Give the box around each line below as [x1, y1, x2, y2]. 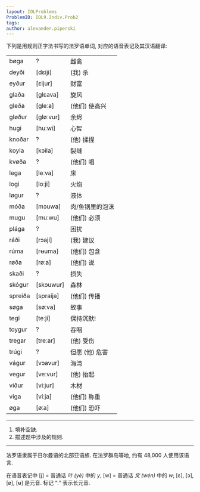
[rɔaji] [35, 236, 52, 245]
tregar [9, 336, 27, 345]
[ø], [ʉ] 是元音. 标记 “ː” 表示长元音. [6, 479, 90, 487]
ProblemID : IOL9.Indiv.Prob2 [6, 14, 79, 20]
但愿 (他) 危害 [70, 348, 108, 357]
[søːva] [35, 303, 56, 311]
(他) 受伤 [70, 337, 95, 345]
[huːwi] [35, 124, 56, 132]
